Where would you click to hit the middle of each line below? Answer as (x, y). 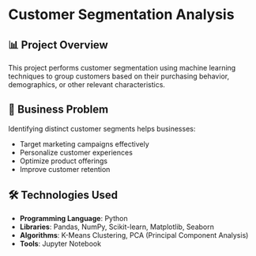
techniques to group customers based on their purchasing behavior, (119, 76)
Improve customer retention (65, 169)
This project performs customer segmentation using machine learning (122, 68)
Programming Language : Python (73, 218)
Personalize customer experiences (76, 152)
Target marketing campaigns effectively (85, 143)
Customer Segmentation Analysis (121, 15)
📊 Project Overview (58, 45)
